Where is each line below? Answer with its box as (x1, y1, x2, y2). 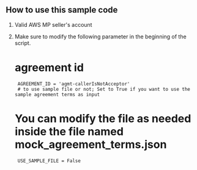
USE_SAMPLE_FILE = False (17, 158, 81, 164)
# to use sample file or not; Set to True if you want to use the (17, 86, 190, 92)
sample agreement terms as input (14, 91, 100, 97)
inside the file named (14, 124, 124, 138)
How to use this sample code (6, 5, 118, 15)
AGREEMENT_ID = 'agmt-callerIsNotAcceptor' (17, 80, 130, 87)
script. (14, 39, 31, 46)
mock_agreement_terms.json (14, 137, 167, 151)
